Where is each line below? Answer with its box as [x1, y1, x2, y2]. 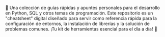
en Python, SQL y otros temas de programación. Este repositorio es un [5, 10, 153, 16]
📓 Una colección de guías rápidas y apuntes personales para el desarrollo [5, 5, 160, 10]
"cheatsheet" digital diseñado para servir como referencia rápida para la [5, 15, 157, 21]
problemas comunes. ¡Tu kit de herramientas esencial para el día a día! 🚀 [5, 26, 158, 32]
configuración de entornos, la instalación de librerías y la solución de [5, 20, 150, 26]
